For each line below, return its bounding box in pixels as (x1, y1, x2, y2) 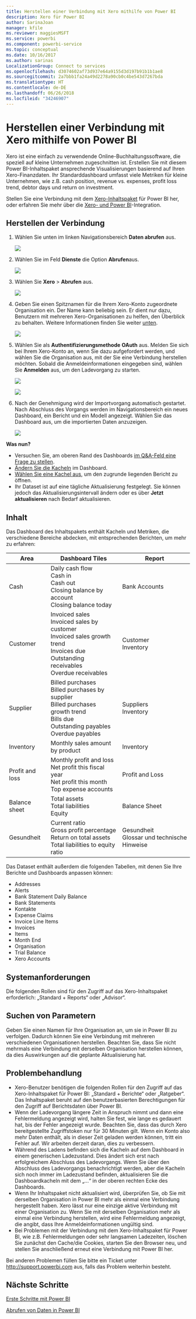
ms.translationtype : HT (6, 80, 64, 85)
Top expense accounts (50, 785, 113, 794)
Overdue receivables (50, 669, 108, 677)
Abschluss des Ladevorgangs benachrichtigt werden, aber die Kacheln (14, 1165, 185, 1172)
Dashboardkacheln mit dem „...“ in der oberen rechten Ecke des (14, 1177, 168, 1184)
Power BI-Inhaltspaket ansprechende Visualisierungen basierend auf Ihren (6, 165, 185, 172)
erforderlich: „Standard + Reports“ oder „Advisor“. (6, 994, 126, 1001)
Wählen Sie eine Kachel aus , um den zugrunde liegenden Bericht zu (14, 470, 178, 478)
